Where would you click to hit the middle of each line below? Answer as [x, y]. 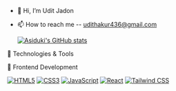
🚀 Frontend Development [42, 67]
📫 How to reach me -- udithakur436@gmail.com [87, 24]
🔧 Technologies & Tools [40, 54]
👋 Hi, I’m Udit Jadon [45, 11]
